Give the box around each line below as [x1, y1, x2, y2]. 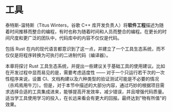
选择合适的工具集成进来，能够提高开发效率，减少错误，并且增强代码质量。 [9, 88, 167, 95]
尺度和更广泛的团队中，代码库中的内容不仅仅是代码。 [9, 35, 122, 41]
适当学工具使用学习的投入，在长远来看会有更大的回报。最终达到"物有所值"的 [5, 95, 167, 101]
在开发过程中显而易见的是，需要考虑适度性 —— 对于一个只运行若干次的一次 [5, 69, 165, 75]
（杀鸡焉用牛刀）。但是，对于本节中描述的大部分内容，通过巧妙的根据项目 [5, 82, 160, 88]
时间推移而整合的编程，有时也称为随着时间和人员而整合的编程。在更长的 [9, 28, 162, 34]
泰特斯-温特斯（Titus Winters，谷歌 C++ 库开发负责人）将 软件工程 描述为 [5, 22, 160, 28]
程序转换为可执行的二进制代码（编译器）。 [23, 52, 111, 58]
